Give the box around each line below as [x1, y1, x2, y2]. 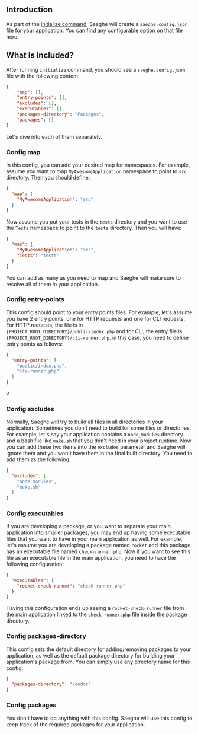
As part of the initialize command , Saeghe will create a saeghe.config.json [6, 20, 188, 27]
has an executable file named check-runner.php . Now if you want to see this [6, 548, 191, 555]
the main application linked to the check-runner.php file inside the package [6, 611, 187, 618]
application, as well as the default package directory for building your [6, 652, 176, 659]
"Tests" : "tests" [17, 252, 60, 259]
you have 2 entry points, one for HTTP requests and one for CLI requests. [6, 315, 186, 322]
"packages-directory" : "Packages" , [17, 111, 105, 117]
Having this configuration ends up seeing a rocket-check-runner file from [6, 605, 184, 612]
